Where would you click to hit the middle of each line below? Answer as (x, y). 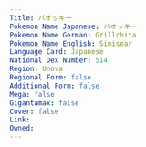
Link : (20, 120)
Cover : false (34, 111)
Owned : (22, 129)
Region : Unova (36, 69)
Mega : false (32, 94)
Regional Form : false (51, 78)
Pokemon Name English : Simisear (71, 43)
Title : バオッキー (41, 18)
